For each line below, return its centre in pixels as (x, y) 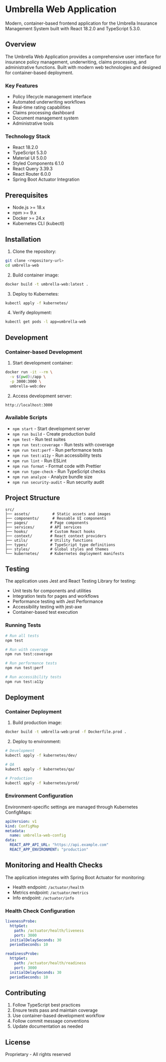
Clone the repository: (34, 251)
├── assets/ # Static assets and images (58, 514)
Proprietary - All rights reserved (38, 1054)
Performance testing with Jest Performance (58, 601)
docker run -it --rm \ (29, 372)
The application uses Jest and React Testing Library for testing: (71, 581)
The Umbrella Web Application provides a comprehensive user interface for (83, 56)
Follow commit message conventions (51, 1021)
